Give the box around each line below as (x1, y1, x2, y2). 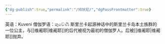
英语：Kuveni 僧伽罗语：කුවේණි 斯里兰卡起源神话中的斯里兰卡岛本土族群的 (5, 21, 157, 27)
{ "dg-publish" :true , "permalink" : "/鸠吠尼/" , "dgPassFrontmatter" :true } (5, 7, 152, 12)
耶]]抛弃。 (5, 33, 26, 39)
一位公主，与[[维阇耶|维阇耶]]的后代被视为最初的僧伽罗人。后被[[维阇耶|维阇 (5, 27, 161, 33)
